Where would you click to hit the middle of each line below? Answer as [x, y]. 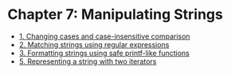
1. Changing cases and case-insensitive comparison [104, 36]
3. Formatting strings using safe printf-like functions [104, 53]
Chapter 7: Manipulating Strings [115, 15]
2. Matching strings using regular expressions [94, 44]
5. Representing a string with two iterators [88, 61]
